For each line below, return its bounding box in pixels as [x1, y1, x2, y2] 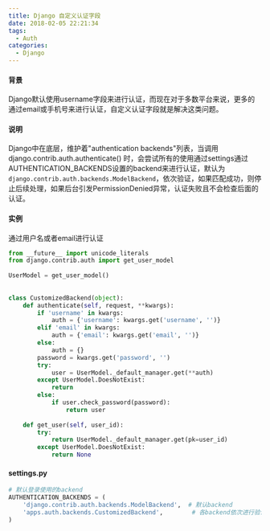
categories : [8, 42, 48, 50]
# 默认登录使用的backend [8, 486, 83, 494]
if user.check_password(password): [51, 398, 171, 406]
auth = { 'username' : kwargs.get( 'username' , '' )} [51, 317, 221, 325]
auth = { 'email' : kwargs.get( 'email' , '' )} [51, 331, 199, 340]
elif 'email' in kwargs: [37, 324, 121, 332]
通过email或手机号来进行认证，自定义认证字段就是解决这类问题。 [8, 104, 223, 114]
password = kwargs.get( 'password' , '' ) [37, 353, 171, 361]
